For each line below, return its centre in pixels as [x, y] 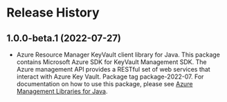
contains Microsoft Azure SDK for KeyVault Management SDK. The [111, 62]
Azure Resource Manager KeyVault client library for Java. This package [118, 54]
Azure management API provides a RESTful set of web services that [113, 69]
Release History [53, 13]
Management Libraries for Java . [62, 91]
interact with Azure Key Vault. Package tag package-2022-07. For [110, 76]
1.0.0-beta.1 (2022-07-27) [64, 38]
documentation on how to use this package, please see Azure [105, 84]
